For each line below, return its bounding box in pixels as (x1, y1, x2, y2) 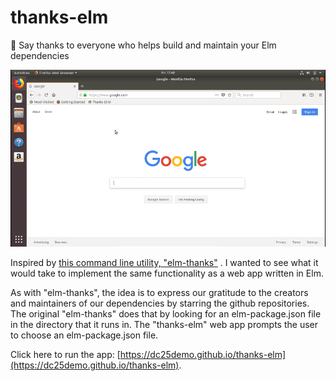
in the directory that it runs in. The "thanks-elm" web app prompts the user (10, 319, 318, 331)
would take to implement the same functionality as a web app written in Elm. (10, 267, 324, 280)
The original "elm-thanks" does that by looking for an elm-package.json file (10, 308, 322, 320)
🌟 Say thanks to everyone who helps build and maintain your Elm (10, 39, 277, 51)
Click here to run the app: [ (10, 349, 121, 361)
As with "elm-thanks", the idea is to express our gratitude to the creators (10, 287, 309, 299)
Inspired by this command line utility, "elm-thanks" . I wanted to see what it (10, 257, 319, 269)
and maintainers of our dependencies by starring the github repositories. (10, 297, 310, 310)
